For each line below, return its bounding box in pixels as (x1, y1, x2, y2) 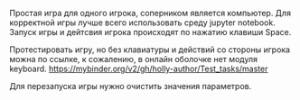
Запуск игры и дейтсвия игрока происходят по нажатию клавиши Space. (9, 27, 292, 37)
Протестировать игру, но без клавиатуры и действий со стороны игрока (9, 44, 291, 55)
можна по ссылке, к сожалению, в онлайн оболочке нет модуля (9, 54, 258, 64)
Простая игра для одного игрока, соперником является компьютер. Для (9, 8, 292, 18)
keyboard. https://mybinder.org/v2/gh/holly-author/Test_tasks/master (9, 63, 268, 74)
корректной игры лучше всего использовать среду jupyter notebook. (9, 17, 276, 28)
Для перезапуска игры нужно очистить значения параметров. (9, 81, 252, 91)
